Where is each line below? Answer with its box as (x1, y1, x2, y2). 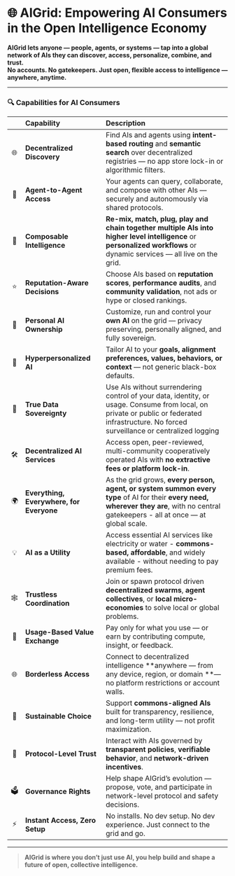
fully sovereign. (106, 333, 157, 343)
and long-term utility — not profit (106, 716, 215, 725)
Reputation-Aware (24, 278, 89, 288)
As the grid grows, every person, (106, 475, 215, 485)
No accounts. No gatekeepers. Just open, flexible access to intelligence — (7, 65, 228, 74)
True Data (24, 400, 59, 410)
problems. (106, 611, 139, 621)
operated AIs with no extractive (106, 455, 211, 465)
